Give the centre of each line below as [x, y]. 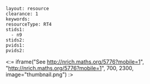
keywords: [18, 19]
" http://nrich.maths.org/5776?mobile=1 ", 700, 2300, [70, 68]
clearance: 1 [22, 14]
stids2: [15, 40]
